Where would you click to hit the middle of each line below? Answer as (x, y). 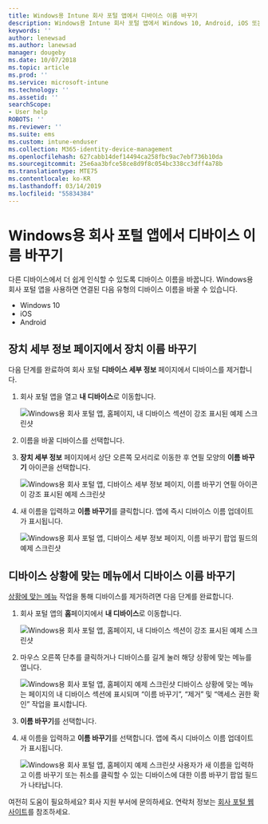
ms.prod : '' (28, 75)
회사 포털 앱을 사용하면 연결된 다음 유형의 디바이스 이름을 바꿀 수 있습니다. (123, 289)
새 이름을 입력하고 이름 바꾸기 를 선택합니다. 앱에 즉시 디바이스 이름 (123, 738)
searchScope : (30, 104)
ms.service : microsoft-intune (59, 82)
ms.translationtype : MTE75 (53, 172)
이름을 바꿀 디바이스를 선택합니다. (72, 440)
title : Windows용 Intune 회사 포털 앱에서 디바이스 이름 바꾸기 (103, 16)
